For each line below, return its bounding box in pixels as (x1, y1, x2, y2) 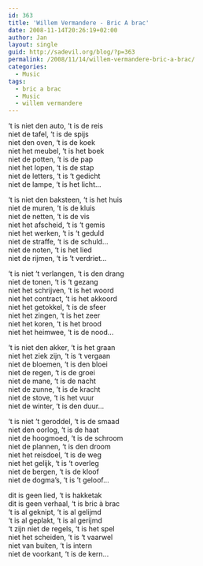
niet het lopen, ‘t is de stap (8, 163, 94, 173)
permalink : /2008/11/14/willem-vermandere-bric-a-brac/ (8, 56, 195, 64)
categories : (8, 63, 47, 71)
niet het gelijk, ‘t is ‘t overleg (8, 459, 100, 468)
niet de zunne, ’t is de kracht (8, 385, 101, 394)
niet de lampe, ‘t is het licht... (8, 180, 101, 189)
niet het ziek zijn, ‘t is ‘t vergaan (8, 352, 111, 361)
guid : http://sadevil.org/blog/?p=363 (8, 48, 135, 56)
